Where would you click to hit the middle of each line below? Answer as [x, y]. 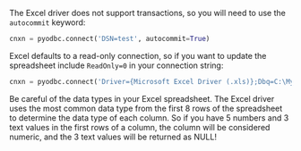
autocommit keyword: [47, 22]
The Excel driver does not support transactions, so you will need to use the [148, 13]
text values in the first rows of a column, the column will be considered [140, 127]
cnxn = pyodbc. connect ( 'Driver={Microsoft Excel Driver [116, 81]
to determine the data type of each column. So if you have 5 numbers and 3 [149, 117]
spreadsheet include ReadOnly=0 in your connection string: [116, 65]
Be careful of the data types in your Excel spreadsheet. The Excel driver [142, 98]
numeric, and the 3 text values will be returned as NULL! [113, 137]
